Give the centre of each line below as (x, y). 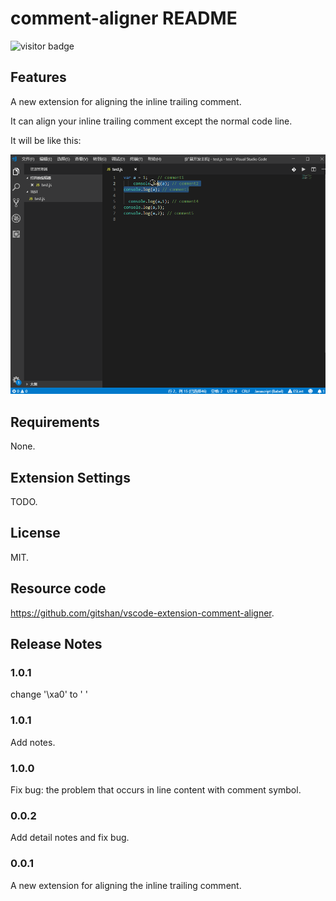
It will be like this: (46, 140)
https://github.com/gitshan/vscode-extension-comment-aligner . (142, 613)
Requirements (55, 422)
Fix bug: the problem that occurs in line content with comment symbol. (156, 789)
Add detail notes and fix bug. (70, 838)
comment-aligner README (124, 18)
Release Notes (56, 644)
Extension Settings (70, 477)
